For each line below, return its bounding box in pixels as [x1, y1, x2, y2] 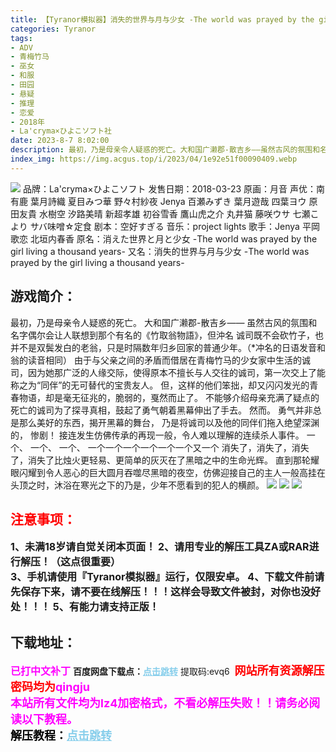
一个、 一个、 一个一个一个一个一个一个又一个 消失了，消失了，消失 [29, 441, 310, 453]
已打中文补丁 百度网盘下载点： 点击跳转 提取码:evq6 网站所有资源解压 [10, 664, 325, 678]
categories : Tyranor [10, 24, 97, 34]
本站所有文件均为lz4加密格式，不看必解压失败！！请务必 [10, 696, 310, 711]
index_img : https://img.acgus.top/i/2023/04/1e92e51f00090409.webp [10, 154, 298, 164]
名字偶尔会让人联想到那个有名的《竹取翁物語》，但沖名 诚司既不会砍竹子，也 [10, 329, 324, 341]
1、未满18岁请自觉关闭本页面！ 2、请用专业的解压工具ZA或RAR [10, 540, 310, 554]
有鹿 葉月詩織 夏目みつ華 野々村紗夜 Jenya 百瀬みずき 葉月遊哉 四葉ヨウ [10, 195, 307, 207]
